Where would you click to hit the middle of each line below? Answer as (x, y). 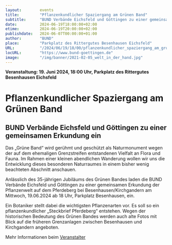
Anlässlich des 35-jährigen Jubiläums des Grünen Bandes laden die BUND (84, 180)
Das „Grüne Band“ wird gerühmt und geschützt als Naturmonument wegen (84, 148)
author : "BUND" (29, 39)
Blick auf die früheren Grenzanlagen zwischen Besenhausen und (74, 222)
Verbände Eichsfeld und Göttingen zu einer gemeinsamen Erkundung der (82, 185)
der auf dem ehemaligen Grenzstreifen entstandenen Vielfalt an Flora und (83, 153)
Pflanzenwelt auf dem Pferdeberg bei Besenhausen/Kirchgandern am (79, 190)
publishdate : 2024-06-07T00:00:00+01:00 (51, 34)
